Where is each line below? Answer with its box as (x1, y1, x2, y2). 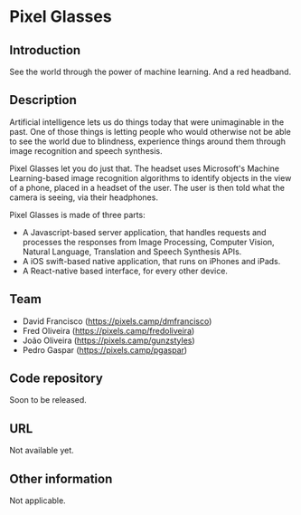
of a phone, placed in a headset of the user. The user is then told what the (9, 182, 285, 193)
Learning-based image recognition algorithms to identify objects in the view (9, 172, 292, 183)
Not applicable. (9, 495, 66, 506)
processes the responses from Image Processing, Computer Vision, (22, 236, 275, 247)
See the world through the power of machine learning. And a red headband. (9, 66, 292, 77)
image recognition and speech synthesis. (9, 145, 163, 156)
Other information (9, 471, 113, 486)
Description (9, 92, 77, 108)
